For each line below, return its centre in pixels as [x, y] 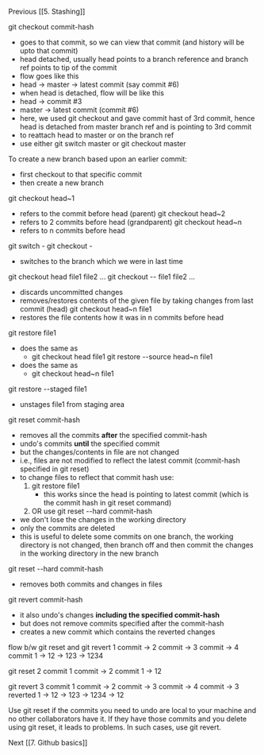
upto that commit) [49, 50]
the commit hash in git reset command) [107, 503]
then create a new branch [62, 183]
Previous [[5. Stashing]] [47, 12]
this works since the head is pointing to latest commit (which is [146, 494]
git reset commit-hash [44, 420]
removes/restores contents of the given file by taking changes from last [136, 300]
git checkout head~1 [42, 198]
